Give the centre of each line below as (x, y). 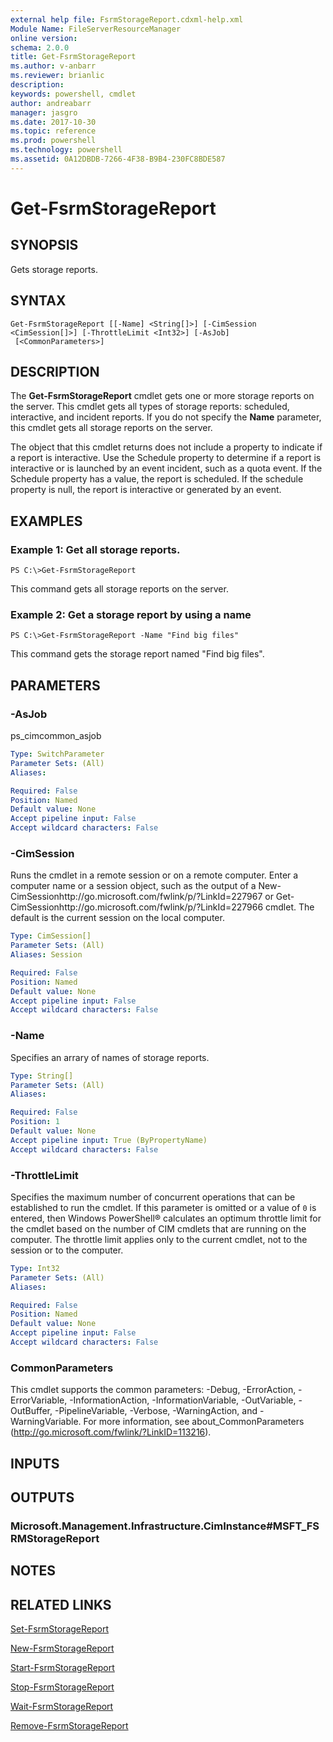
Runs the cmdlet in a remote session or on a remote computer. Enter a (154, 875)
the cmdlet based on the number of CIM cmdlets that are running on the (158, 1228)
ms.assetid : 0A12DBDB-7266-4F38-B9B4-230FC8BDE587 (118, 159)
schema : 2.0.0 (40, 47)
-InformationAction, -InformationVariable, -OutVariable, (183, 1400)
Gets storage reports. (54, 269)
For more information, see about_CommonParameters (194, 1422)
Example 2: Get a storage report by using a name (131, 614)
